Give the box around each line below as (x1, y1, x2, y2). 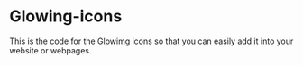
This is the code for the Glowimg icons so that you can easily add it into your (9, 36, 294, 46)
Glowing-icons (9, 6, 123, 27)
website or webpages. (9, 45, 92, 55)
